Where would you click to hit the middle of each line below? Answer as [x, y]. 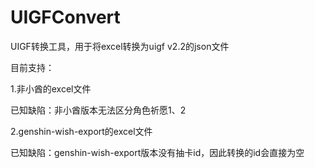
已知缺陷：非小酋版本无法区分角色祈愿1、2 [98, 110]
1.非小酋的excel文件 [51, 88]
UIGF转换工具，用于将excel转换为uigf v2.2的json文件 [120, 46]
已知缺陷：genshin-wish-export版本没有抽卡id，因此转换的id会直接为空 [157, 152]
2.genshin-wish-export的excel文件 [81, 131]
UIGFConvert [65, 17]
